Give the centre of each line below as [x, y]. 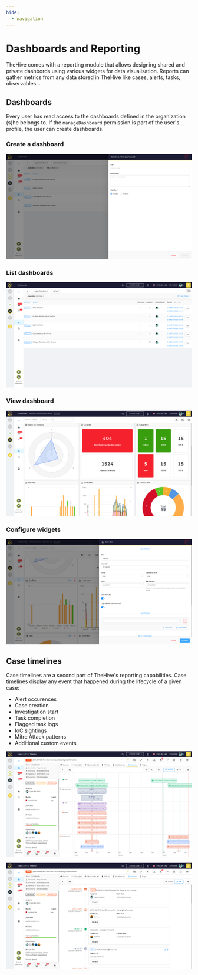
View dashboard [30, 401]
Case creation [32, 706]
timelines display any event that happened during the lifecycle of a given [94, 681]
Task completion [35, 718]
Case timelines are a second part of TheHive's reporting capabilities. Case [96, 676]
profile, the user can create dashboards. [55, 129]
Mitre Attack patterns [40, 737]
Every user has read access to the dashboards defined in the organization [96, 116]
